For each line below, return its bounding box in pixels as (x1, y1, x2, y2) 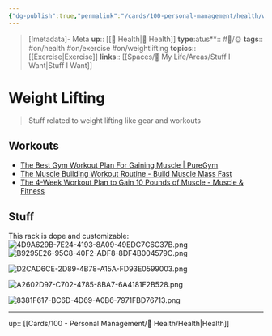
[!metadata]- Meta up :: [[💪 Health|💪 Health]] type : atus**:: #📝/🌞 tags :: (28, 34, 263, 44)
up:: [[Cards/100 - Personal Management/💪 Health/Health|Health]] (8, 319, 230, 329)
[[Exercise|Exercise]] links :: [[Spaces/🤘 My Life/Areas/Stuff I (28, 52, 231, 62)
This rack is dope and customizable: (8, 232, 130, 241)
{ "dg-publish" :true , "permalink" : (8, 11, 121, 20)
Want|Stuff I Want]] (28, 60, 93, 70)
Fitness (19, 186, 45, 196)
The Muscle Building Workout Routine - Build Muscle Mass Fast (19, 169, 232, 179)
